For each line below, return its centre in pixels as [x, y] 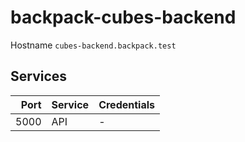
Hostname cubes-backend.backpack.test [93, 45]
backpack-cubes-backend [123, 17]
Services [39, 76]
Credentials [127, 104]
